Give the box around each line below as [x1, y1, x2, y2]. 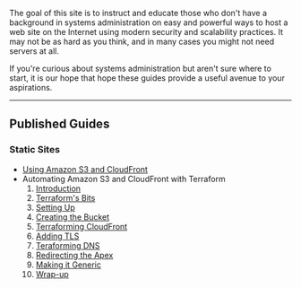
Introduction [35, 183, 82, 194]
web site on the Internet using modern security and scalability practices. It [9, 27, 284, 37]
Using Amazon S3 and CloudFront [21, 163, 148, 174]
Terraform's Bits [35, 192, 96, 203]
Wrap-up [35, 268, 69, 279]
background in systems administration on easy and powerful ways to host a [9, 17, 288, 28]
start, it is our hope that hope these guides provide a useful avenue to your [9, 73, 285, 83]
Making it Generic [35, 259, 101, 270]
